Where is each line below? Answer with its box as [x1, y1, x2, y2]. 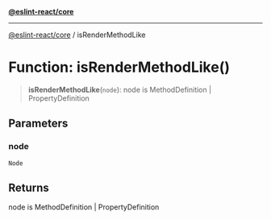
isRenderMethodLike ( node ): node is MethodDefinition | [27, 85, 212, 94]
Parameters [8, 117, 69, 131]
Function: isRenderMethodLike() [8, 58, 231, 77]
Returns [8, 181, 50, 195]
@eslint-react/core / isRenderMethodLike [8, 30, 146, 39]
